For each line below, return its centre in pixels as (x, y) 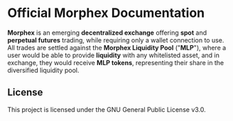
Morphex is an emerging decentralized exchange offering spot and (107, 33)
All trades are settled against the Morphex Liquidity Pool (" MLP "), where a (117, 47)
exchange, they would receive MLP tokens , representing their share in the (116, 62)
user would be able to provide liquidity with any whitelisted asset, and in (114, 55)
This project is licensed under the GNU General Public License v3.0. (107, 109)
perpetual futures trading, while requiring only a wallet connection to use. (116, 40)
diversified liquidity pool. (43, 70)
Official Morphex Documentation (106, 13)
